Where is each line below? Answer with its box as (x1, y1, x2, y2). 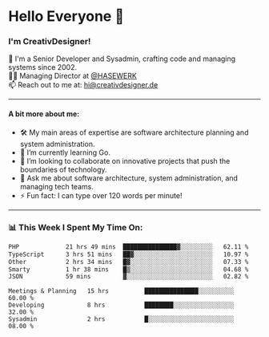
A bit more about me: (8, 109, 80, 119)
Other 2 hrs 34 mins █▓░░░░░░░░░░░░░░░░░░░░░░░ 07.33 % (8, 258, 249, 266)
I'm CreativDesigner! (8, 36, 91, 47)
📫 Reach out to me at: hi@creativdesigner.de (8, 80, 159, 90)
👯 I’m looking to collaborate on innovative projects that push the (19, 156, 231, 165)
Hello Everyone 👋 (8, 7, 125, 26)
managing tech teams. (19, 181, 94, 191)
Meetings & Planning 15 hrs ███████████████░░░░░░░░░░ (8, 287, 235, 295)
